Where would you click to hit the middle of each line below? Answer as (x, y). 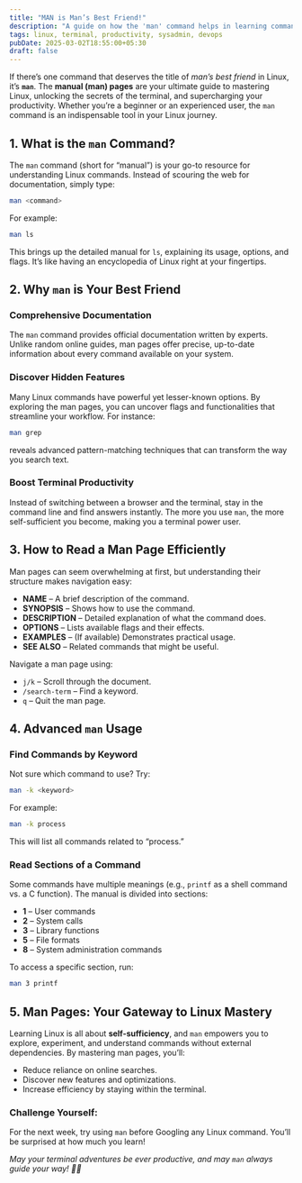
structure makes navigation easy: (71, 581)
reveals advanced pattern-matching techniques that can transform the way (148, 450)
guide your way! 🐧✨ (46, 1169)
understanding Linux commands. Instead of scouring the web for (129, 174)
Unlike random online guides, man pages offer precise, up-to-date (132, 344)
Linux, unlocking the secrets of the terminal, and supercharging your (136, 96)
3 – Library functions (61, 931)
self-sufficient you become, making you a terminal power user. (125, 521)
